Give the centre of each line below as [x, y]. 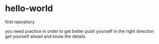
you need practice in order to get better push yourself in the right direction [79, 31]
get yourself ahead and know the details [45, 36]
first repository [20, 22]
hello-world [29, 8]
